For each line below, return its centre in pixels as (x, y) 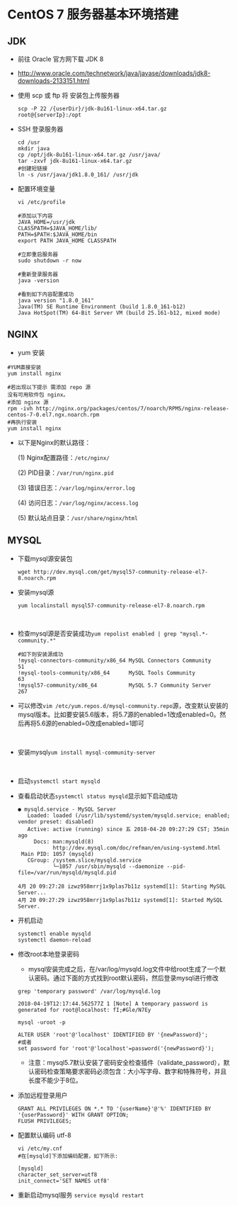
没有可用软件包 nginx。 (38, 395)
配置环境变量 (36, 189)
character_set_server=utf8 (57, 1174)
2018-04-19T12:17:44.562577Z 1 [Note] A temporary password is (113, 1003)
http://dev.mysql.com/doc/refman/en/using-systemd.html (137, 847)
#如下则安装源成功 (40, 654)
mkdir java (34, 149)
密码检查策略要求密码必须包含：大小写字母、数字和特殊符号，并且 (131, 1071)
